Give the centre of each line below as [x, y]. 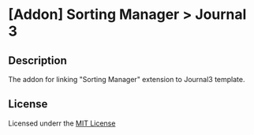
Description [37, 60]
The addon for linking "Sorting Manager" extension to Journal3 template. [127, 79]
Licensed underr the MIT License [62, 123]
